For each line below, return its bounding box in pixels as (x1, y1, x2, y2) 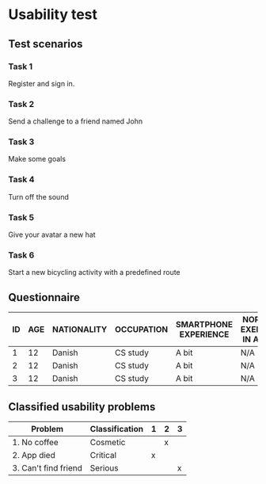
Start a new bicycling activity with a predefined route (8, 268, 180, 277)
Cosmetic (89, 436, 126, 448)
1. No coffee (12, 436, 59, 448)
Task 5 (8, 212, 34, 223)
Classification (89, 423, 144, 434)
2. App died (12, 449, 55, 460)
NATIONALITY (52, 324, 108, 335)
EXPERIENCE (179, 329, 230, 340)
